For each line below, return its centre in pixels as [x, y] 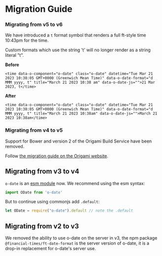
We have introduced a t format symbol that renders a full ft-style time [76, 35]
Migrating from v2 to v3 [42, 226]
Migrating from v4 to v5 [34, 130]
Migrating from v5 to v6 [34, 25]
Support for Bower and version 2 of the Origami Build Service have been [79, 141]
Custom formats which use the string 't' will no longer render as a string [78, 50]
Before [12, 65]
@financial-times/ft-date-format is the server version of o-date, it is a [77, 243]
